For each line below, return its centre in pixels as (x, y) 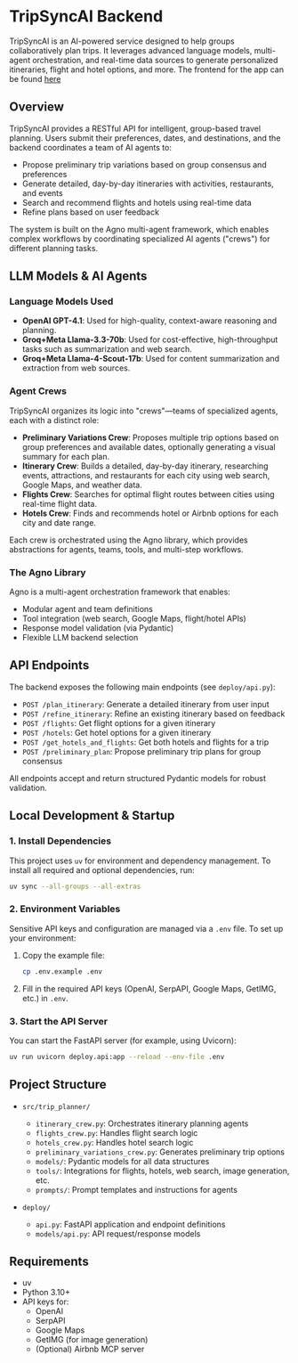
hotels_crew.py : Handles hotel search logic (114, 1142)
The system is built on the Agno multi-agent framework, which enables (139, 229)
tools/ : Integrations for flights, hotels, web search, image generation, (162, 1171)
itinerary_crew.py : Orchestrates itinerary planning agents (142, 1123)
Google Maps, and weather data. (82, 485)
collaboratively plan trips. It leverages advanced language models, (131, 50)
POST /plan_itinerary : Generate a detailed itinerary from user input (145, 704)
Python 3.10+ (46, 1293)
